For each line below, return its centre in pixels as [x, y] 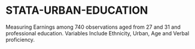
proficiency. [20, 39]
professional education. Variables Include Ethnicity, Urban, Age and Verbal [97, 33]
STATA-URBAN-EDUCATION [77, 10]
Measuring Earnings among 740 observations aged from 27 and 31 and [93, 27]
